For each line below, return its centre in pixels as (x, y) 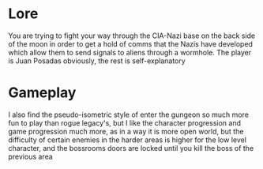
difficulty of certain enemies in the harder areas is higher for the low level (128, 140)
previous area (30, 156)
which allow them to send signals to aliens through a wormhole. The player (130, 52)
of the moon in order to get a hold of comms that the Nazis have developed (130, 43)
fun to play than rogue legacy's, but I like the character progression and (124, 122)
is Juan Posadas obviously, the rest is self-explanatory (97, 61)
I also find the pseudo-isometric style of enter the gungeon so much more (128, 115)
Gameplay (42, 93)
